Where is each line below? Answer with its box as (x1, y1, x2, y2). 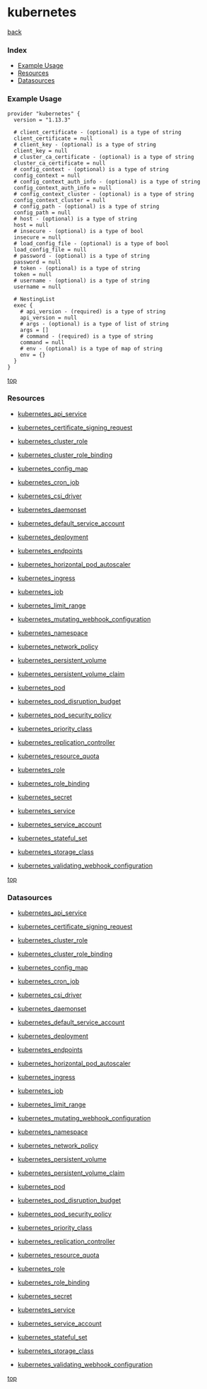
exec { (13, 302, 33, 309)
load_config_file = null (13, 246, 87, 253)
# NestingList (13, 295, 55, 302)
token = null (13, 271, 52, 278)
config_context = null (13, 172, 81, 179)
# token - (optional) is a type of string (13, 264, 141, 272)
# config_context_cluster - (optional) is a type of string (13, 190, 194, 198)
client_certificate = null (13, 135, 93, 142)
